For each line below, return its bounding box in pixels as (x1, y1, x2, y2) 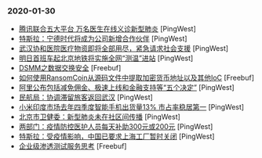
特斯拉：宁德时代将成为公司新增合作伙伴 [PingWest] (18, 34, 187, 44)
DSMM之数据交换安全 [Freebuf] (18, 63, 122, 73)
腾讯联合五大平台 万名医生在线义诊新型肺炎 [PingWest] (18, 24, 197, 34)
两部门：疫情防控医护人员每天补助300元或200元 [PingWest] (18, 122, 213, 131)
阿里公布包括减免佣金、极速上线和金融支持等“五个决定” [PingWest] (18, 83, 235, 92)
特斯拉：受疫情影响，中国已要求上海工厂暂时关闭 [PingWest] (18, 131, 215, 142)
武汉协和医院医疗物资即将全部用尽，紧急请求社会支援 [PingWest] (18, 44, 229, 53)
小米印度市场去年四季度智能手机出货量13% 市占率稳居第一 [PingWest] (18, 102, 245, 112)
